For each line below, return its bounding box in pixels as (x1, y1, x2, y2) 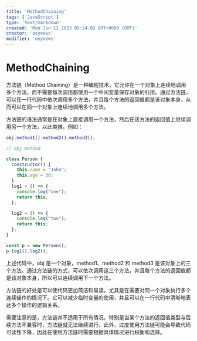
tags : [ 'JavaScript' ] (6, 14, 59, 20)
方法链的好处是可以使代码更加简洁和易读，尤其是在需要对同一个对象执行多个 (6, 286, 191, 293)
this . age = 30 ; (16, 173, 54, 178)
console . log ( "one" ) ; (16, 188, 67, 194)
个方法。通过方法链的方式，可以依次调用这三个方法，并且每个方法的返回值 (6, 266, 186, 274)
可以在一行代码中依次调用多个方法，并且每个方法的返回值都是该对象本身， (6, 96, 186, 103)
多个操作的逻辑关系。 (11, 301, 63, 308)
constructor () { (11, 161, 51, 167)
